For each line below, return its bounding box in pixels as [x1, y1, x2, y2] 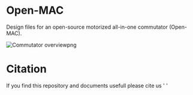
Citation [6, 62, 47, 76]
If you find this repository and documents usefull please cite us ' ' [6, 82, 168, 89]
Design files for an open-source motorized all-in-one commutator [6, 23, 168, 30]
